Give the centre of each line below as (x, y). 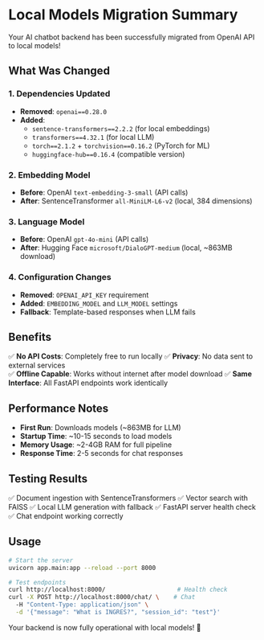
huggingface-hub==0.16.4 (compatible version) (108, 154)
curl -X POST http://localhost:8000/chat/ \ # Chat (102, 597)
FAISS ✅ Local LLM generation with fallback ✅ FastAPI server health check (132, 507)
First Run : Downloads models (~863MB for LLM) (101, 428)
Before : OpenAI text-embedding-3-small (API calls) (104, 192)
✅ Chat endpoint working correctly (66, 515)
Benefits (30, 336)
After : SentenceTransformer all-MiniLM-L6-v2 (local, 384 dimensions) (136, 201)
